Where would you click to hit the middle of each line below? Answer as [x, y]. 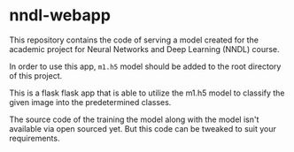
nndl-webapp [60, 15]
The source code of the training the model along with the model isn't [134, 119]
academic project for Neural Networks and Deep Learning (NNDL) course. [145, 49]
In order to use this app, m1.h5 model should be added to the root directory [145, 66]
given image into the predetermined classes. [90, 102]
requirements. [35, 138]
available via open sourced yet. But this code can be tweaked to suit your [143, 128]
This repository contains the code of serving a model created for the [134, 40]
